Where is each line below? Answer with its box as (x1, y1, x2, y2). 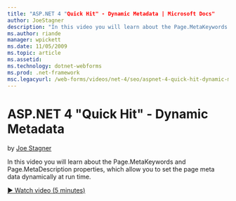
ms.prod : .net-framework (7, 69, 80, 76)
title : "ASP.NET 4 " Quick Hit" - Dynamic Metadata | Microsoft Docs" (7, 10, 216, 18)
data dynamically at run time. (7, 173, 91, 181)
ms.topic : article (7, 50, 61, 57)
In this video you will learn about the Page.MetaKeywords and (7, 157, 186, 166)
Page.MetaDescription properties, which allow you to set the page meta (7, 165, 215, 174)
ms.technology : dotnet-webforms (7, 63, 102, 70)
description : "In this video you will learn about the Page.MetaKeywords (7, 23, 228, 30)
